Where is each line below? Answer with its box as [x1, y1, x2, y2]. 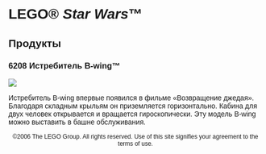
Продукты [8, 36, 62, 49]
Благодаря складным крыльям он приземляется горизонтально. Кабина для [8, 101, 258, 110]
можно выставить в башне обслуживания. [8, 117, 147, 127]
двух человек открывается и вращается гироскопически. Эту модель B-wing [8, 109, 256, 119]
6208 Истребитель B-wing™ [8, 60, 121, 70]
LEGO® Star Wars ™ [8, 6, 143, 23]
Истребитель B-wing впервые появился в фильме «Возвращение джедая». [8, 93, 255, 102]
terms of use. [118, 139, 153, 148]
